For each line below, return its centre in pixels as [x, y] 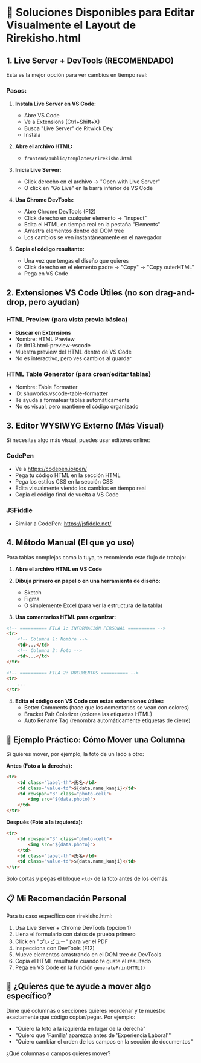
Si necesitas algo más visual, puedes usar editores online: [78, 440]
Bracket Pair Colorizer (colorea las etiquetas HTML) [88, 714]
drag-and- [175, 293]
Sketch [33, 592]
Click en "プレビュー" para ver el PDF [62, 941]
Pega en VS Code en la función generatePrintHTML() [80, 967]
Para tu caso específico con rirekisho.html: [59, 916]
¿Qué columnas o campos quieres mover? [59, 1053]
